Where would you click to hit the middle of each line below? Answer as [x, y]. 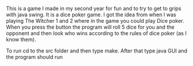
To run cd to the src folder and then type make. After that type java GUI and [97, 51]
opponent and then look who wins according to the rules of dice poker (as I [96, 33]
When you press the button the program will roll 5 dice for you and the [90, 27]
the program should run [34, 57]
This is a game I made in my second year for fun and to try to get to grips [94, 8]
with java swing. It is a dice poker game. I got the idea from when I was [91, 15]
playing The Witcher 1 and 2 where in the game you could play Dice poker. [95, 21]
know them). [21, 39]
